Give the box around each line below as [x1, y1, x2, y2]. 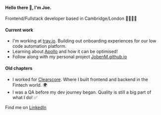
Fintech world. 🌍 [12, 82, 48, 88]
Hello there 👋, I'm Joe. [5, 4, 52, 10]
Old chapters [5, 65, 33, 71]
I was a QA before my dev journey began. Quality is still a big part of [12, 89, 152, 95]
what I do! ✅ [12, 94, 38, 100]
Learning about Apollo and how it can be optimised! [12, 48, 118, 55]
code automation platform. [12, 43, 67, 49]
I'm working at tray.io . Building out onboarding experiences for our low [12, 38, 157, 44]
